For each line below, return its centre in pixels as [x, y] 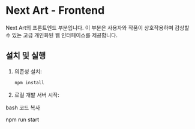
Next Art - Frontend [55, 10]
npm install [29, 82]
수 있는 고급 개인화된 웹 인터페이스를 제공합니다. [62, 35]
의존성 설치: [28, 71]
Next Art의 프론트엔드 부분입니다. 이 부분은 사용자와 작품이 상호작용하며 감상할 [97, 27]
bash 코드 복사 [23, 107]
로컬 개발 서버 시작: [37, 95]
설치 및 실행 [26, 56]
